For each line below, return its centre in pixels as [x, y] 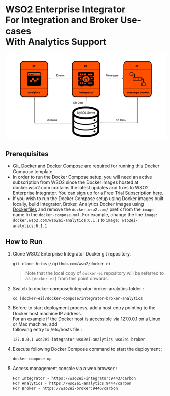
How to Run [24, 242]
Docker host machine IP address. [47, 313]
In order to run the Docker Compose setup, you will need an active [82, 177]
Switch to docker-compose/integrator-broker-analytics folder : [78, 288]
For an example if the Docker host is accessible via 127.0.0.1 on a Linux [87, 319]
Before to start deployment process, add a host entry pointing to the [84, 308]
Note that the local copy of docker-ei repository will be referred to [95, 273]
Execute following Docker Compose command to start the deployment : [88, 349]
